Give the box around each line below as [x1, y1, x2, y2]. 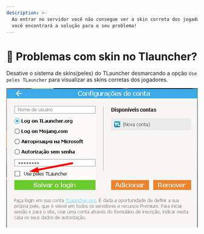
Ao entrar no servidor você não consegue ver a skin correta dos [12, 16, 181, 22]
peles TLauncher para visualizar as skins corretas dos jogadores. [6, 76, 168, 83]
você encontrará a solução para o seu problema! [12, 22, 137, 29]
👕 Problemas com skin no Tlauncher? [6, 49, 197, 63]
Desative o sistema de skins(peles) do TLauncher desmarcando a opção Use [6, 70, 197, 77]
